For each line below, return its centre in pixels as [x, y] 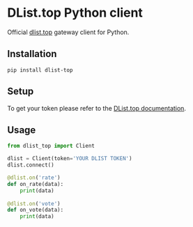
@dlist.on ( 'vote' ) [34, 203]
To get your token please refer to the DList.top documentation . [97, 108]
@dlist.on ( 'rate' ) [34, 178]
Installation [32, 54]
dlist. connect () [31, 165]
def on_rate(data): [36, 184]
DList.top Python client [75, 13]
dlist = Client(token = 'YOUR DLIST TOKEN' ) [70, 159]
